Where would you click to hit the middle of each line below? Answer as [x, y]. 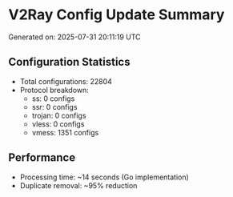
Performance [42, 158]
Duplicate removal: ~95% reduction [78, 185]
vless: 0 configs [58, 124]
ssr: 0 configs [54, 107]
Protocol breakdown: [54, 90]
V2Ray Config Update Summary [116, 15]
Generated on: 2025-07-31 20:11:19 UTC [75, 37]
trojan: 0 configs [59, 115]
